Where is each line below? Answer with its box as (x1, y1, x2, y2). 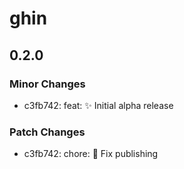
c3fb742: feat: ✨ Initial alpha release (23, 99, 174, 111)
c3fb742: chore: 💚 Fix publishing (23, 148, 159, 160)
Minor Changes (9, 77, 86, 91)
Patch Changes (9, 125, 86, 139)
